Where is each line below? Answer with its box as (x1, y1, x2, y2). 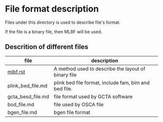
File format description (5, 3, 99, 15)
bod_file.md (7, 101, 34, 107)
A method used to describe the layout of (53, 65, 146, 72)
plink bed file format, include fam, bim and (53, 79, 150, 86)
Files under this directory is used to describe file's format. (5, 19, 121, 25)
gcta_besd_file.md (7, 93, 49, 100)
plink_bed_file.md (7, 82, 48, 89)
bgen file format (53, 109, 91, 116)
